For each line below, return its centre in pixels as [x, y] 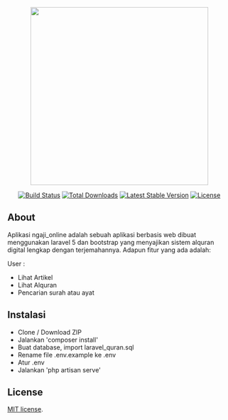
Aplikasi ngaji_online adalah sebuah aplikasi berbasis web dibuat [102, 234]
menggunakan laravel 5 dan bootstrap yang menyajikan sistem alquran [111, 242]
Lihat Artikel [35, 277]
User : [16, 263]
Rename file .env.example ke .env [67, 355]
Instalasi [27, 315]
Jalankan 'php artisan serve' [59, 369]
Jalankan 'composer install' [58, 340]
